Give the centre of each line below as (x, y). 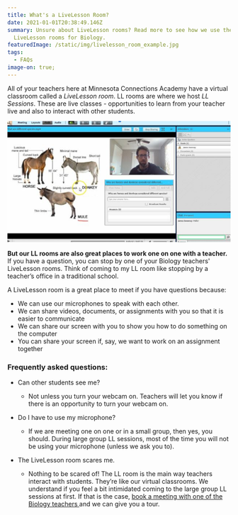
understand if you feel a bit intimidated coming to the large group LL (127, 489)
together (30, 348)
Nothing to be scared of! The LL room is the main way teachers (120, 474)
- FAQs (23, 60)
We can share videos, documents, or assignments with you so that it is (120, 311)
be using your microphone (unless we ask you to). (101, 446)
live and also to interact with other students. (72, 111)
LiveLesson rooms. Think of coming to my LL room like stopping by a (108, 268)
